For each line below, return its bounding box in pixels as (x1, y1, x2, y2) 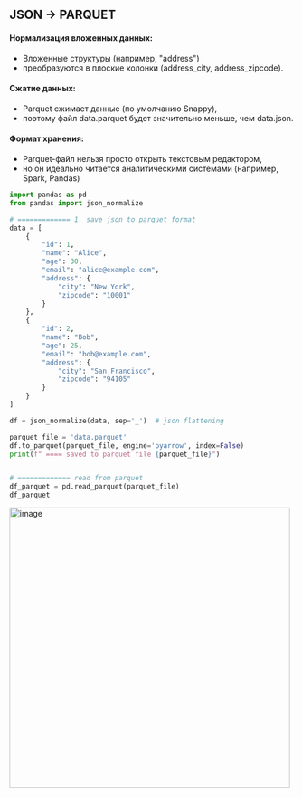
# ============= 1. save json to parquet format (9, 214, 196, 224)
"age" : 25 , (42, 341, 83, 350)
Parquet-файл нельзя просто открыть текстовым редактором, (22, 154, 262, 164)
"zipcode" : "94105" (57, 375, 131, 384)
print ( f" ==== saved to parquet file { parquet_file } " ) (9, 450, 221, 459)
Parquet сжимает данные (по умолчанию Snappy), (22, 103, 218, 114)
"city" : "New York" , (57, 282, 136, 291)
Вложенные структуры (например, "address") (22, 52, 200, 63)
